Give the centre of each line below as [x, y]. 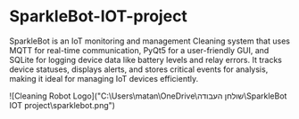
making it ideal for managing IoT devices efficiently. [104, 78]
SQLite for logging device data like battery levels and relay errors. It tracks [146, 59]
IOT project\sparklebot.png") [62, 105]
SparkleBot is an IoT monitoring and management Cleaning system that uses [149, 41]
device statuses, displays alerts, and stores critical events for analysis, [139, 69]
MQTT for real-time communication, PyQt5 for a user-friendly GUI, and [139, 50]
